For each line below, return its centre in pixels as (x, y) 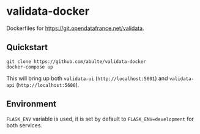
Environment (31, 104)
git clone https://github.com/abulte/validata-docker (76, 61)
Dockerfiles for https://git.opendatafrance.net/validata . (76, 28)
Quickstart (27, 47)
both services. (24, 125)
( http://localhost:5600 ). (48, 84)
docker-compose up (30, 67)
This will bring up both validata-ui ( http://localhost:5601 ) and (87, 78)
